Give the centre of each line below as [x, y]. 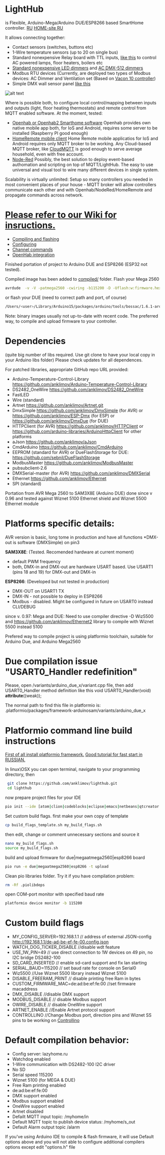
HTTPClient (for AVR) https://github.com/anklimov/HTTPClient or [78, 426]
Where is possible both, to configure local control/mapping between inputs [81, 102]
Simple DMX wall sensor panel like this [51, 83]
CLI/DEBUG [24, 607]
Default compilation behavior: [67, 1040]
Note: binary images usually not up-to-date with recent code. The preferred [82, 316]
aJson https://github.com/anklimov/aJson [54, 442]
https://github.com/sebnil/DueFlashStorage [56, 457]
